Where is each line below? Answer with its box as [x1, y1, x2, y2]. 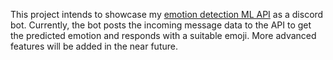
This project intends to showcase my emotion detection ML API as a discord [10, 9, 324, 20]
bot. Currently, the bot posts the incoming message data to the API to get [10, 19, 312, 31]
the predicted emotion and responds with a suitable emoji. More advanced [10, 30, 317, 41]
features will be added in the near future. [10, 40, 178, 52]
